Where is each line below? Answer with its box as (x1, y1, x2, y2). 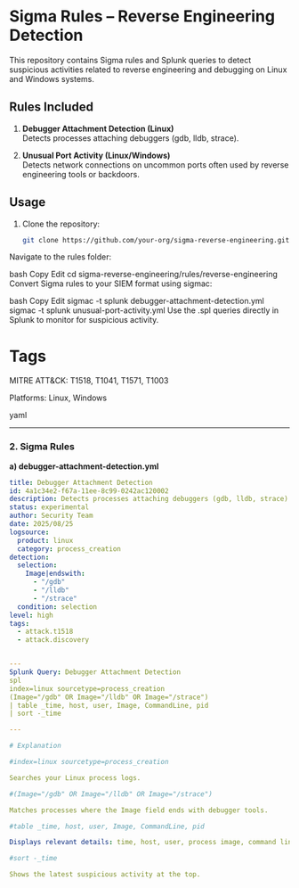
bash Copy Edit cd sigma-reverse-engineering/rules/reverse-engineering (9, 269, 279, 280)
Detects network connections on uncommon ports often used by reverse (21, 159, 289, 170)
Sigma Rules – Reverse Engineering (9, 6, 276, 27)
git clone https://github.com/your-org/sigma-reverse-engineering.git (21, 235, 290, 244)
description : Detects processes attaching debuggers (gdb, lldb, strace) (9, 495, 289, 504)
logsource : (9, 528, 50, 537)
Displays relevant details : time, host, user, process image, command (9, 838, 277, 847)
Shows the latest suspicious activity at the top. (9, 870, 201, 879)
